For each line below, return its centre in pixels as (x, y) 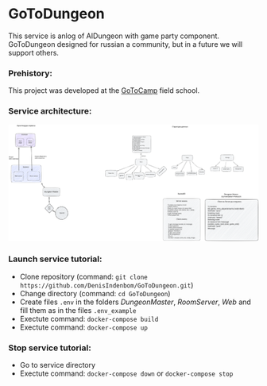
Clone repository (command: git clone (84, 276)
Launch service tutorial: (55, 259)
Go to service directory (58, 365)
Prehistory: (31, 73)
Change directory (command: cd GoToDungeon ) (95, 293)
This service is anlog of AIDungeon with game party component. (114, 36)
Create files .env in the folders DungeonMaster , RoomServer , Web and (135, 302)
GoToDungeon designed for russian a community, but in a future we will (126, 44)
